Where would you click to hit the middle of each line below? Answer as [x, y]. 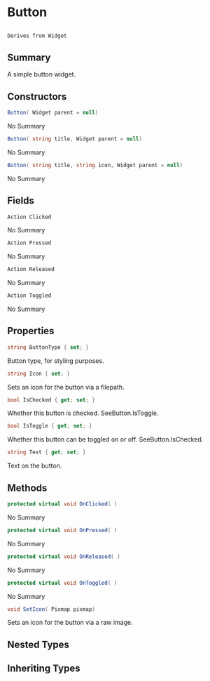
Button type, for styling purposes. [56, 361]
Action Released [31, 270]
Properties [31, 331]
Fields [21, 201]
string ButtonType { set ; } [48, 347]
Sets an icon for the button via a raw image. [70, 623]
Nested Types [38, 644]
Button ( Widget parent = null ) [53, 113]
